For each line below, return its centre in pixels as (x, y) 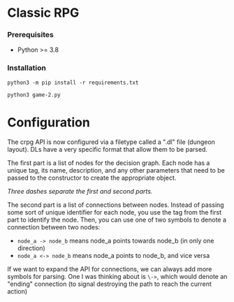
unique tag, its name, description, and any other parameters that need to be (116, 170)
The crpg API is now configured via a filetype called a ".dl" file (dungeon (111, 142)
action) (17, 291)
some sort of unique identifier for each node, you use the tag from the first (115, 212)
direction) (31, 248)
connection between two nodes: (54, 227)
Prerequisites (30, 35)
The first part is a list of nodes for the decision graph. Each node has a (109, 163)
